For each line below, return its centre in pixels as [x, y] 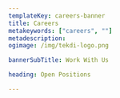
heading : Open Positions [50, 75]
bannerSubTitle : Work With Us [59, 60]
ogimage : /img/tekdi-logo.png [59, 46]
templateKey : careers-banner [57, 16]
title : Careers [34, 23]
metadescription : [37, 38]
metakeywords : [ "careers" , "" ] [60, 31]
